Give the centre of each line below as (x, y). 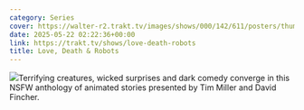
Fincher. (24, 97)
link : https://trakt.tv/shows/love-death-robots (103, 43)
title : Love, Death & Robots (64, 51)
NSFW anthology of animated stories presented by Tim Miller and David (143, 87)
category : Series (42, 18)
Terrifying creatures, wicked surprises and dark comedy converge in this (154, 78)
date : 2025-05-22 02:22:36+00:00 (72, 34)
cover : (22, 26)
